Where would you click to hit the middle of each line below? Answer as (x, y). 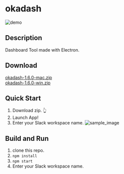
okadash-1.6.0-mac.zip (29, 77)
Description (24, 38)
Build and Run (27, 139)
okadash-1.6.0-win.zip (28, 83)
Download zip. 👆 (29, 111)
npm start (23, 162)
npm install (25, 156)
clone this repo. (28, 150)
